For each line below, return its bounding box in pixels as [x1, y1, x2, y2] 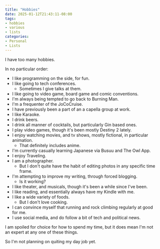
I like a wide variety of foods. [12, 194, 70, 199]
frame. [19, 168, 33, 174]
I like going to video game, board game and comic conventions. [12, 91, 139, 97]
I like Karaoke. [12, 111, 41, 117]
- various [5, 25, 25, 30]
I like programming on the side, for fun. [12, 75, 90, 81]
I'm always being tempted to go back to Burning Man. [12, 96, 119, 102]
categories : [5, 34, 29, 39]
